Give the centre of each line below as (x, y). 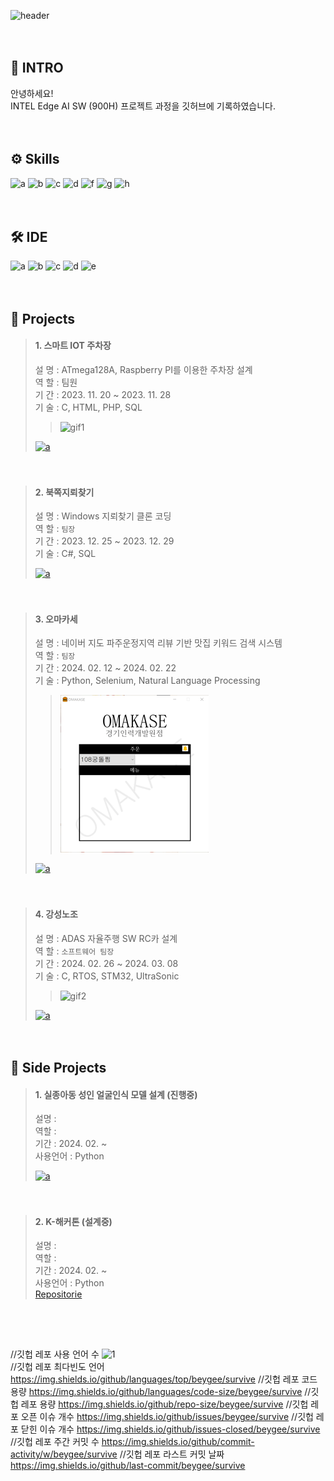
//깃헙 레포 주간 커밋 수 (55, 1442)
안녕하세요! (32, 93)
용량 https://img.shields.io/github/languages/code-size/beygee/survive (156, 1392)
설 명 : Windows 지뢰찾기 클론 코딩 (103, 516)
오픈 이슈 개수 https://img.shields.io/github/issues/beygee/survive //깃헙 (167, 1417)
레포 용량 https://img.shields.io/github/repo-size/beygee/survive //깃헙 (164, 1404)
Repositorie (58, 1294)
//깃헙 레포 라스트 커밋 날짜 (172, 1454)
